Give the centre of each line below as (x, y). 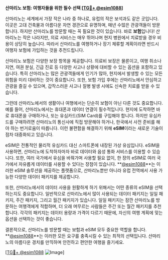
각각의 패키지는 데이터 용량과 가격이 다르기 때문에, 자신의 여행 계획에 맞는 (91, 213)
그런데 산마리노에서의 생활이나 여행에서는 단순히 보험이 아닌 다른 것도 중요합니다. (84, 103)
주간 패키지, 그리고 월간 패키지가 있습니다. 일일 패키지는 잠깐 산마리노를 (85, 200)
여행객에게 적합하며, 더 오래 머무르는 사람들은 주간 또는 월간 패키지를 (85, 206)
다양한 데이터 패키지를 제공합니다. (47, 177)
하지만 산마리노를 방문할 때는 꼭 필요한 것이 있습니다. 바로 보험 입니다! (87, 31)
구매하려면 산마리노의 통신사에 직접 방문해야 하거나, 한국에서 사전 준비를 (85, 122)
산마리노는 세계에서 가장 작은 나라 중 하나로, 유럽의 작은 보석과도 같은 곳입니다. (82, 19)
